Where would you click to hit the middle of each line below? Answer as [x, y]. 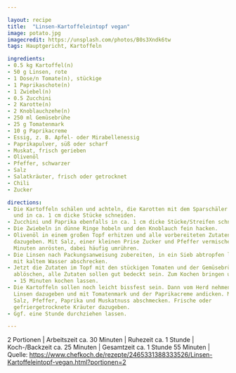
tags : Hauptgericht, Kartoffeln [54, 46]
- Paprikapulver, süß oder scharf [58, 144]
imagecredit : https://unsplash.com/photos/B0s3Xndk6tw [89, 39]
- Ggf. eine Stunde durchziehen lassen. [67, 314]
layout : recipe [29, 20]
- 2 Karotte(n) [29, 105]
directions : [25, 202]
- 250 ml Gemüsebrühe [39, 118]
